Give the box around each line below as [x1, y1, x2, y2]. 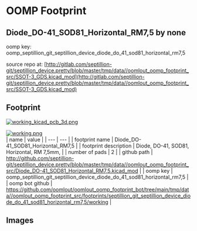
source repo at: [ [6, 61, 46, 68]
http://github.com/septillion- [6, 155, 74, 162]
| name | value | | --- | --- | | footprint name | [6, 136, 114, 143]
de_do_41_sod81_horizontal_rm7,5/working [6, 198, 108, 205]
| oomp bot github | [6, 179, 53, 186]
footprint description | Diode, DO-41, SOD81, [81, 142, 189, 149]
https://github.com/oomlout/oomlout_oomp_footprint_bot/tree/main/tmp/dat [6, 186, 189, 193]
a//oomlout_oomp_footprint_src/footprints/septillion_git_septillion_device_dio [6, 192, 191, 199]
